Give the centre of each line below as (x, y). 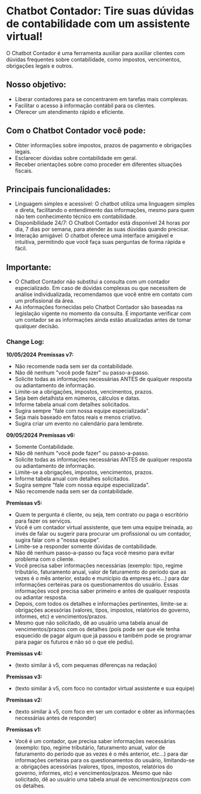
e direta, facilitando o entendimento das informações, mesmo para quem (104, 210)
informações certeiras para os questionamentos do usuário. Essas (96, 585)
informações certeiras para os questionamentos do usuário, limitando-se (105, 760)
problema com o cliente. (45, 559)
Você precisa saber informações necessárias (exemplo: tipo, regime (99, 566)
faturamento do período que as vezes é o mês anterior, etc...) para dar (101, 754)
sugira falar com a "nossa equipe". (57, 540)
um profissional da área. (45, 301)
